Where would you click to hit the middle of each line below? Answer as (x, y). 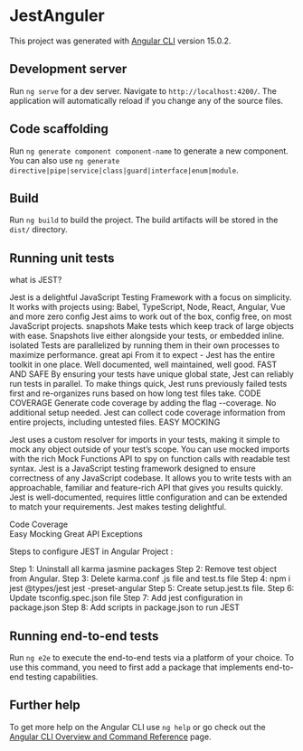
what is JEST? (36, 280)
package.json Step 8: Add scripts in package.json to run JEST (125, 607)
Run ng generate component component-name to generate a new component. (149, 151)
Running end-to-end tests (84, 636)
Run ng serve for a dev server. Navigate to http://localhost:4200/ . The (143, 90)
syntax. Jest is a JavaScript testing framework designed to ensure (133, 469)
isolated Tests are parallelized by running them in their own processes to (145, 345)
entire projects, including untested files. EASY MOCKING (115, 422)
